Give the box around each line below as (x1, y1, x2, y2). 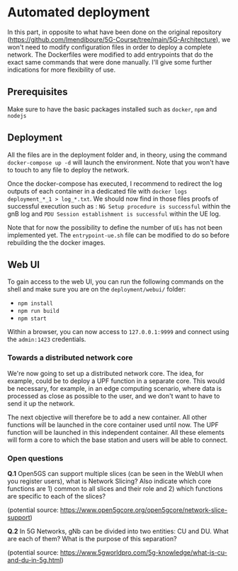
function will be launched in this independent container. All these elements (7, 428, 225, 436)
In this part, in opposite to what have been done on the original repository (7, 28, 222, 36)
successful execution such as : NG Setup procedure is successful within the (7, 201, 231, 210)
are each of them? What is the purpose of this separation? (7, 534, 177, 543)
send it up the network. (7, 399, 76, 408)
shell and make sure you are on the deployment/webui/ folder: (7, 285, 186, 294)
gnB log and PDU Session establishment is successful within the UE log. (7, 209, 221, 218)
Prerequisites (7, 86, 68, 98)
